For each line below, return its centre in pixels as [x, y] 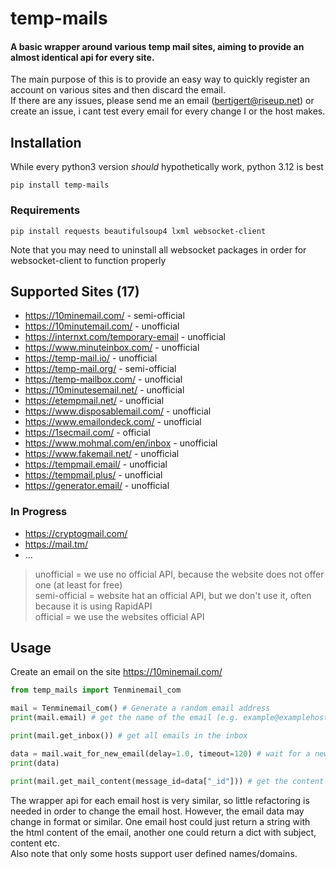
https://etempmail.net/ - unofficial [94, 401]
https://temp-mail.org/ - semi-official [100, 369]
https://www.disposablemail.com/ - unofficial [118, 411]
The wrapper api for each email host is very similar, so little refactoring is [160, 800]
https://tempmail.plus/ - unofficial [93, 475]
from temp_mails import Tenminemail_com [96, 690]
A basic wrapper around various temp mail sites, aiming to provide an [157, 46]
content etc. [35, 843]
